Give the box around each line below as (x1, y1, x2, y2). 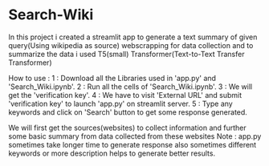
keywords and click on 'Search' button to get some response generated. (8, 107, 247, 117)
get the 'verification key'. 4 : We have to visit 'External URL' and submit (8, 90, 243, 99)
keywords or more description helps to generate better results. (8, 148, 215, 158)
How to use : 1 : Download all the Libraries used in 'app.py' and (8, 73, 217, 83)
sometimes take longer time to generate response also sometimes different (8, 140, 257, 149)
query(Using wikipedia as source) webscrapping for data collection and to (8, 40, 254, 50)
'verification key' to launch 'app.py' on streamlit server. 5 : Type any (8, 99, 233, 108)
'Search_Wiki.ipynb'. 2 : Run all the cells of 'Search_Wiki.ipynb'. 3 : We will (8, 82, 253, 91)
